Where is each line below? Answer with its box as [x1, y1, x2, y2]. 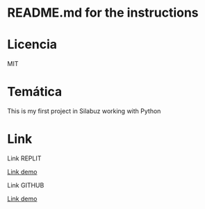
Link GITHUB [7, 181, 44, 189]
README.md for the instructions [7, 5, 199, 21]
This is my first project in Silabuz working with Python [7, 107, 161, 115]
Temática [7, 84, 63, 100]
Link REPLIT [7, 154, 42, 162]
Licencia [7, 37, 58, 53]
